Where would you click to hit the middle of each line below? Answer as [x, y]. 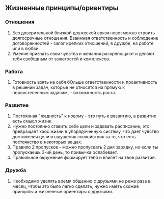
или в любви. [26, 48]
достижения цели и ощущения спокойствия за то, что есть [74, 137]
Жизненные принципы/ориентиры [62, 8]
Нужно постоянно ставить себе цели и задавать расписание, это [81, 126]
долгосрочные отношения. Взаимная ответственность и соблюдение [85, 38]
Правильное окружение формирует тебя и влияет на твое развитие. [84, 158]
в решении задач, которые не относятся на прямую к [68, 87]
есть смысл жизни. [32, 121]
